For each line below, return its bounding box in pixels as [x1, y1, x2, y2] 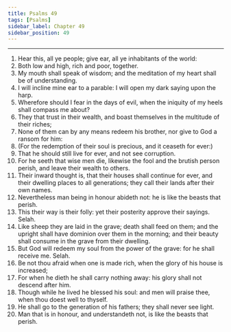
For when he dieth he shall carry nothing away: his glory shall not [17, 274, 202, 282]
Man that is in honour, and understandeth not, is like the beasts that [17, 310, 208, 318]
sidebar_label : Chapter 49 [8, 23, 85, 30]
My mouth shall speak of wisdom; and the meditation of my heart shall [17, 69, 217, 78]
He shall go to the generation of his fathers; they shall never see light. [17, 303, 215, 311]
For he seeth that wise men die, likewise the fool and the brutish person [17, 157, 220, 165]
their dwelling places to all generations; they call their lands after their [17, 179, 215, 187]
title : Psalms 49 [8, 10, 58, 17]
